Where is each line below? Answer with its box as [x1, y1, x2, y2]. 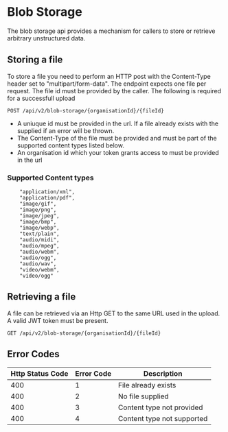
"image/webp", [19, 224, 60, 232]
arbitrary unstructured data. [7, 34, 86, 42]
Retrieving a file [7, 291, 76, 302]
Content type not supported [117, 413, 208, 423]
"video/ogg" [19, 272, 54, 280]
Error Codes [7, 348, 60, 360]
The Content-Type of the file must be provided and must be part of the [16, 134, 218, 142]
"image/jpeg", [19, 213, 60, 219]
